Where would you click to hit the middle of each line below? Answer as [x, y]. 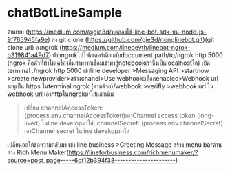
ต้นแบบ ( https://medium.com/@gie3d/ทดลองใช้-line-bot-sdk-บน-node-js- [107, 32]
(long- [206, 115]
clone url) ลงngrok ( [34, 47]
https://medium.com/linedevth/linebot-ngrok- [126, 47]
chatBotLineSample [65, 13]
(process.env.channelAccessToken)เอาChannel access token [109, 115]
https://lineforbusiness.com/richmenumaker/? [133, 152]
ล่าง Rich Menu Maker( [38, 152]
